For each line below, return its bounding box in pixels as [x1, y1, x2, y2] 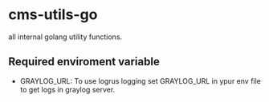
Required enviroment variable [8, 55, 161, 69]
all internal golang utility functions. [8, 32, 123, 41]
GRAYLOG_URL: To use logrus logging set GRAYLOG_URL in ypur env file [19, 76, 261, 85]
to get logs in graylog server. [19, 84, 116, 94]
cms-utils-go [8, 6, 98, 24]
